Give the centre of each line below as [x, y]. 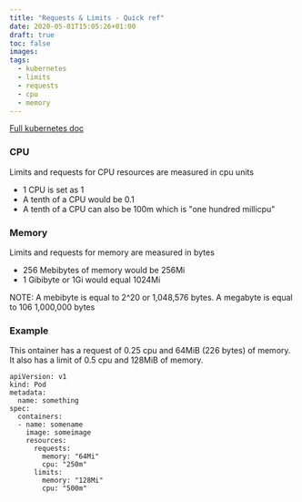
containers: [40, 417]
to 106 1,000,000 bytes [52, 307]
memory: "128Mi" [73, 481]
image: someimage [59, 433]
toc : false [30, 43]
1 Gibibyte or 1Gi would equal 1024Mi [91, 280]
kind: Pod [28, 385]
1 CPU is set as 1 [53, 190]
